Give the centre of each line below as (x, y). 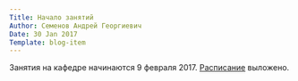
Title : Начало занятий (51, 17)
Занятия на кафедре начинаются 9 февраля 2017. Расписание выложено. (149, 68)
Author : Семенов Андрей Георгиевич (76, 26)
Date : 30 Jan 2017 (43, 34)
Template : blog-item (48, 42)
